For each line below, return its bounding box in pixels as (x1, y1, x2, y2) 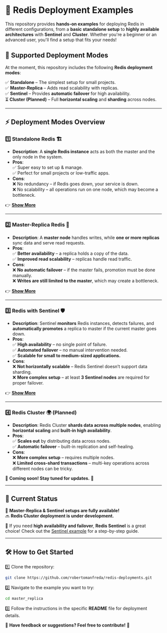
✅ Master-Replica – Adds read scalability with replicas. (5, 84, 119, 91)
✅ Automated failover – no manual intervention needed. (12, 347, 128, 353)
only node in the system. (12, 154, 63, 160)
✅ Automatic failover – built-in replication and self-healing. (12, 444, 134, 450)
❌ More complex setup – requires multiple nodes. (12, 455, 115, 461)
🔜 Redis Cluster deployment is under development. (5, 513, 114, 519)
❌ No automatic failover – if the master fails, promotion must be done (12, 267, 156, 273)
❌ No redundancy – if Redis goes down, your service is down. (12, 181, 139, 187)
